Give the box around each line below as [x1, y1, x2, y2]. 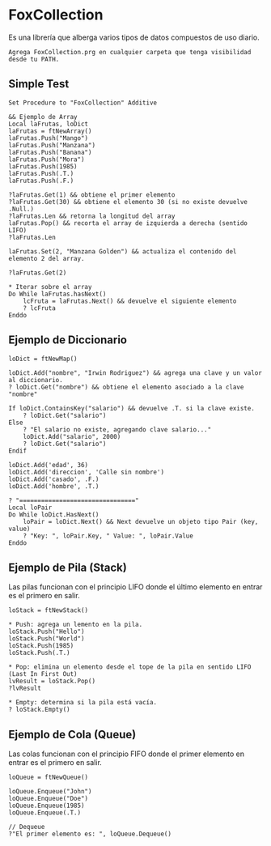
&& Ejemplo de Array [8, 113, 78, 121]
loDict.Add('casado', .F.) [8, 475, 100, 483]
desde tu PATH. [8, 55, 60, 63]
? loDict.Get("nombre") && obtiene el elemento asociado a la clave [8, 383, 244, 391]
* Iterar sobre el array [8, 283, 92, 291]
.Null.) [8, 205, 35, 213]
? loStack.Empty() [8, 706, 70, 714]
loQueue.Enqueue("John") [8, 788, 92, 796]
